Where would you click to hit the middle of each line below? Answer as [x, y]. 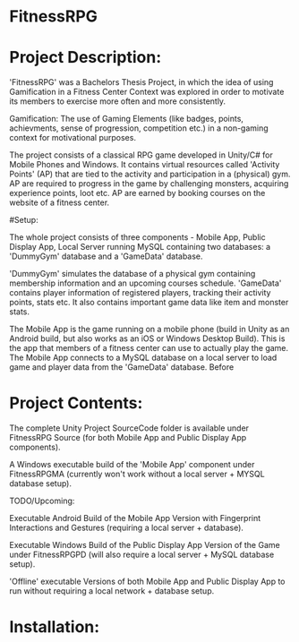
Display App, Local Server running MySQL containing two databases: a [140, 247]
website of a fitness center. [60, 202]
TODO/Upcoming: [42, 501]
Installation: [55, 627]
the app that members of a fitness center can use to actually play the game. [149, 348]
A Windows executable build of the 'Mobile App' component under [132, 465]
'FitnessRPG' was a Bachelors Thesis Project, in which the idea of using [141, 82]
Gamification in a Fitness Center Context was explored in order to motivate [147, 92]
